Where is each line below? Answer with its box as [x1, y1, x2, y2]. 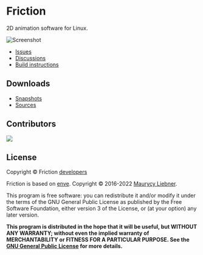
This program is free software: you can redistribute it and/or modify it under [6, 192, 196, 199]
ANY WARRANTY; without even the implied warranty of [6, 229, 150, 237]
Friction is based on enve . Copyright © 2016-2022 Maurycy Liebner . [6, 180, 177, 187]
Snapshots [15, 94, 43, 102]
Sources [15, 101, 36, 108]
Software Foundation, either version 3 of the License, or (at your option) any [6, 205, 197, 212]
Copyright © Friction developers [6, 169, 88, 176]
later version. [6, 211, 40, 218]
